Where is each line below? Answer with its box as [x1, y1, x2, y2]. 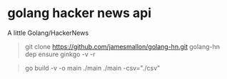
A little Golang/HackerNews [7, 28, 89, 37]
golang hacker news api [7, 5, 152, 21]
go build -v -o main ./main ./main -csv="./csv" [24, 63, 161, 72]
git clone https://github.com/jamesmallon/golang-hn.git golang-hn [24, 42, 220, 51]
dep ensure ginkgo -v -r [24, 50, 96, 58]
